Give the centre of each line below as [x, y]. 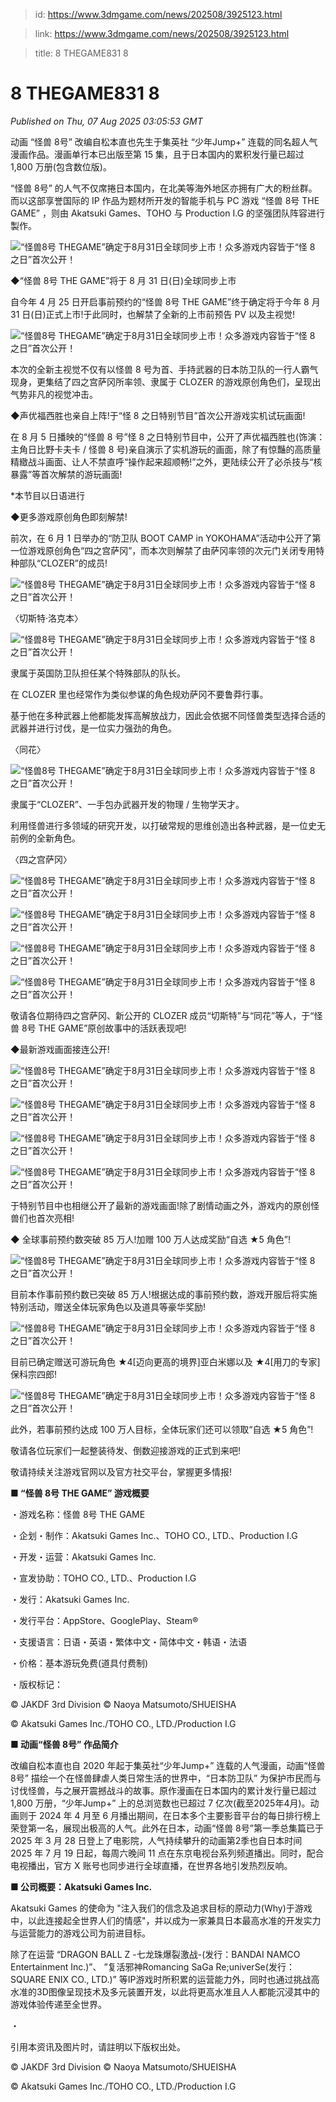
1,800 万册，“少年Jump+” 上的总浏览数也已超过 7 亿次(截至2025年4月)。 [160, 1803]
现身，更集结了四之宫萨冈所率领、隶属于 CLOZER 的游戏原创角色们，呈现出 [166, 381]
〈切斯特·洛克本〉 [47, 618]
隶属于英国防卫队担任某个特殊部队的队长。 [98, 673]
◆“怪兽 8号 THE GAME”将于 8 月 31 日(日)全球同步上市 [123, 280]
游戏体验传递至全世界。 [58, 2004]
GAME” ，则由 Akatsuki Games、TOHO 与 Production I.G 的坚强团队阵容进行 [168, 213]
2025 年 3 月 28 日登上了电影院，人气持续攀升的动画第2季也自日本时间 [156, 1840]
